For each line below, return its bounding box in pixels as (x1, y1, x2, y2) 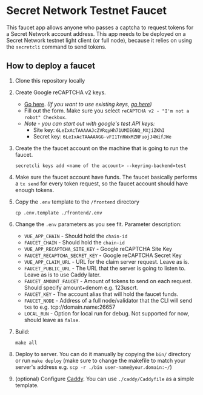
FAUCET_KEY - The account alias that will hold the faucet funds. (24, 290, 179, 298)
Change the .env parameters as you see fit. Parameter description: (15, 220, 182, 228)
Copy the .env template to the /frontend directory (15, 198, 139, 205)
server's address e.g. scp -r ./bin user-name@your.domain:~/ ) (15, 363, 173, 371)
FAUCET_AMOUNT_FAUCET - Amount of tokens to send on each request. (24, 277, 193, 284)
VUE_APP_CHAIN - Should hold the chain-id (24, 232, 128, 239)
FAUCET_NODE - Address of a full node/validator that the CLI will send (24, 297, 193, 304)
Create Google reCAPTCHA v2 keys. (15, 89, 106, 96)
